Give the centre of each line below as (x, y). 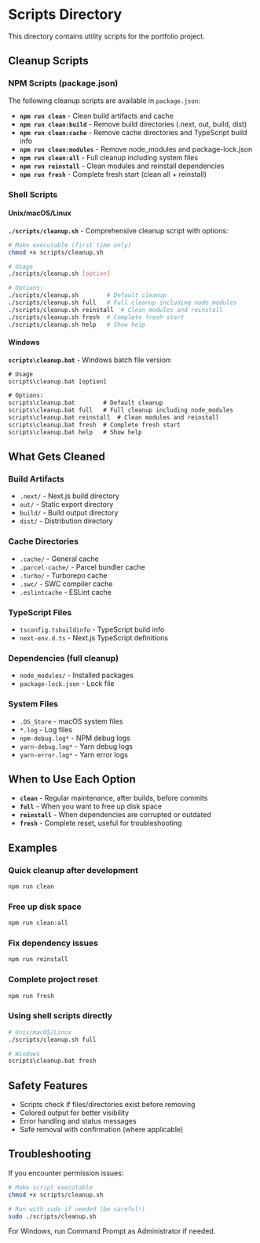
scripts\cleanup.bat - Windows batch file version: (90, 360)
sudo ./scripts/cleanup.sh (52, 1216)
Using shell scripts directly (60, 1016)
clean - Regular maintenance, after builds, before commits (114, 798)
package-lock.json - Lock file (67, 684)
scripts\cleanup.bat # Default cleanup (86, 403)
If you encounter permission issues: (66, 1173)
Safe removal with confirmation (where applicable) (101, 1130)
